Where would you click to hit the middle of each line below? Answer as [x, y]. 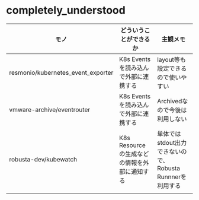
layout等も [171, 59]
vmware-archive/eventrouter [50, 109]
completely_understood [66, 10]
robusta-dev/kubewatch [43, 159]
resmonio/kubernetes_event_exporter [61, 72]
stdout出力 [172, 142]
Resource [133, 145]
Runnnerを [172, 177]
